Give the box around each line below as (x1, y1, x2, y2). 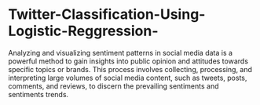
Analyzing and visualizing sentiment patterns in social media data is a (8, 48, 233, 57)
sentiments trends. (8, 89, 69, 99)
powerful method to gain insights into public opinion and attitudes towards (8, 56, 249, 66)
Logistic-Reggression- (8, 22, 159, 40)
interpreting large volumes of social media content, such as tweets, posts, (8, 73, 247, 82)
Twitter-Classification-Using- (8, 5, 206, 24)
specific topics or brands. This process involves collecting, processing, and (8, 64, 253, 74)
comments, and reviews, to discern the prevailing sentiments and (8, 81, 219, 91)
